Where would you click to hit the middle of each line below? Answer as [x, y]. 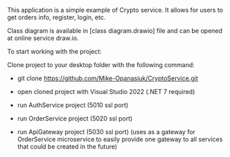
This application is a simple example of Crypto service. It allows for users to [115, 10]
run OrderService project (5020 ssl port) [75, 118]
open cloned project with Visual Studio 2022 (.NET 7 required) [106, 92]
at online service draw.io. [43, 38]
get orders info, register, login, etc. [56, 17]
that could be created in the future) [67, 147]
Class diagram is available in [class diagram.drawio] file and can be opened [115, 31]
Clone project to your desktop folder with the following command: [101, 65]
